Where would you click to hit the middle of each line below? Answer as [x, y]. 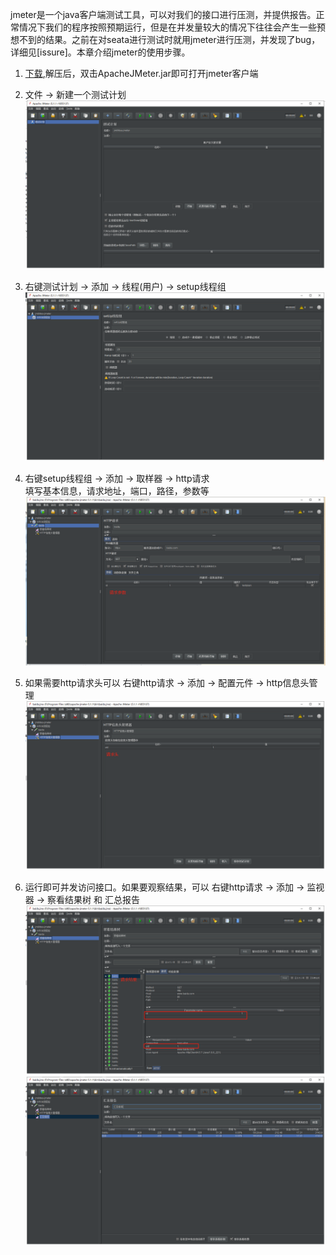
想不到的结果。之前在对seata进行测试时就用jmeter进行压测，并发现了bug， [165, 39]
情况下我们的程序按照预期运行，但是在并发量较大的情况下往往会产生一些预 [172, 27]
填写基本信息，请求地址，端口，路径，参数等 [117, 491]
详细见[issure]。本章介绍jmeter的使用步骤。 [100, 52]
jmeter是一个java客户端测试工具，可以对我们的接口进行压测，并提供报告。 [163, 14]
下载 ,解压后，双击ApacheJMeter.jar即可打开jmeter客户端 [141, 73]
